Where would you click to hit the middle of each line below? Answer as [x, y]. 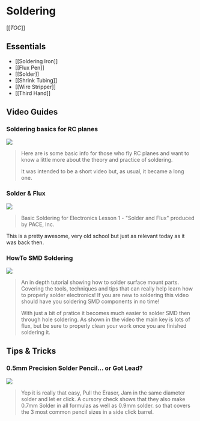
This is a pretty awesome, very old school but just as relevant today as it [95, 236]
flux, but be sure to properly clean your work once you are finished [104, 326]
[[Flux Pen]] [30, 67]
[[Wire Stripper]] [35, 87]
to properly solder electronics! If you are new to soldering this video [105, 295]
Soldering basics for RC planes [52, 129]
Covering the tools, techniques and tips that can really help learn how [107, 289]
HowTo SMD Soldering [40, 258]
